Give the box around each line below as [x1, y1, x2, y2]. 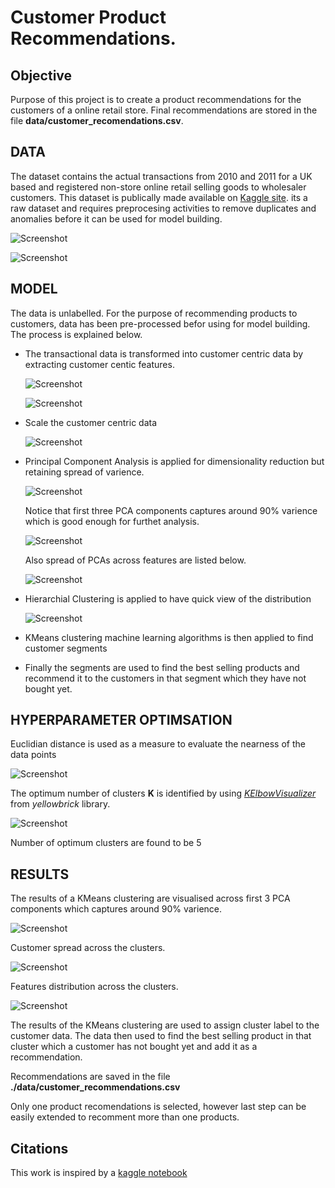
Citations [10, 1140, 69, 1157]
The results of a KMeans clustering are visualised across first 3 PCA [10, 892, 291, 905]
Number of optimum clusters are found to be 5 [10, 837, 202, 849]
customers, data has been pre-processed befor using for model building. [10, 317, 311, 330]
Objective [10, 67, 73, 84]
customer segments [24, 642, 108, 654]
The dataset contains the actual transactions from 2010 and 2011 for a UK [10, 170, 313, 182]
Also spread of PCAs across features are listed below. [24, 554, 247, 566]
